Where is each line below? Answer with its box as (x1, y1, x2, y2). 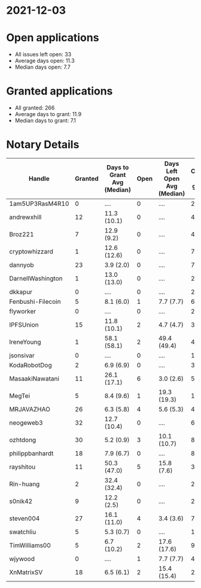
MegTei (9, 392, 31, 400)
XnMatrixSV (9, 568, 43, 576)
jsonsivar (9, 351, 35, 359)
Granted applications (6, 84, 113, 98)
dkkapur (9, 288, 33, 296)
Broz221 (9, 230, 34, 238)
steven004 (9, 514, 40, 522)
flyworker (9, 307, 36, 315)
